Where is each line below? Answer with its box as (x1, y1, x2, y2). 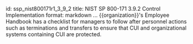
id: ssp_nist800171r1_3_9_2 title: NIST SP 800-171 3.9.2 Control (5, 5, 161, 12)
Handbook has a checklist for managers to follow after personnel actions (5, 18, 187, 25)
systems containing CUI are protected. (5, 31, 102, 38)
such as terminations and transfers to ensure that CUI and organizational (5, 24, 187, 31)
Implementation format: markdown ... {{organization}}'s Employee (5, 11, 170, 19)
